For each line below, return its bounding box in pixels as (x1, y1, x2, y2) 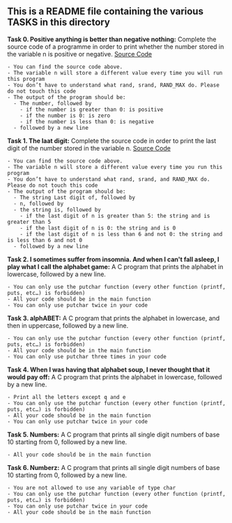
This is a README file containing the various (7, 6, 204, 17)
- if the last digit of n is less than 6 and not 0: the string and (20, 230, 223, 238)
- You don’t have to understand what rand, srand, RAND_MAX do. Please (7, 82, 219, 89)
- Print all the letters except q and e (7, 393, 127, 400)
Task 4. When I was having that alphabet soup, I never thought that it (7, 365, 210, 374)
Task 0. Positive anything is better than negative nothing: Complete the (7, 35, 217, 43)
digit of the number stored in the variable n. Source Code (7, 144, 171, 152)
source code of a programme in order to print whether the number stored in (7, 42, 224, 51)
